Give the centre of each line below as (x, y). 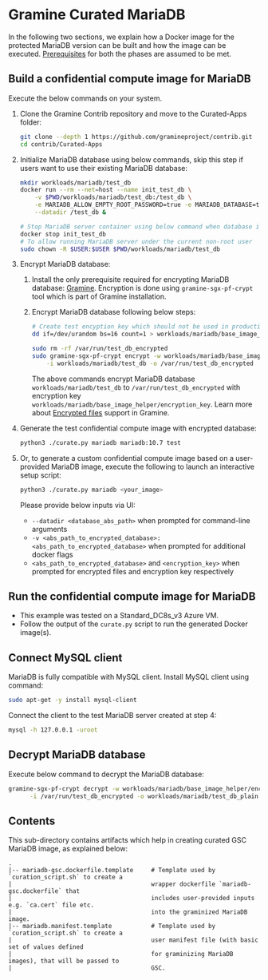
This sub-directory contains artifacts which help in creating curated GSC (128, 840)
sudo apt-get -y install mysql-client (73, 700)
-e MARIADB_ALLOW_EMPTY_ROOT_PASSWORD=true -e (113, 205)
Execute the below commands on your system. (85, 98)
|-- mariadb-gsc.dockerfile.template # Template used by (112, 871)
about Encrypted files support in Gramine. (100, 412)
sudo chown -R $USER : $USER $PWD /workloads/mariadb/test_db (120, 249)
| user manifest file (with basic (134, 940)
